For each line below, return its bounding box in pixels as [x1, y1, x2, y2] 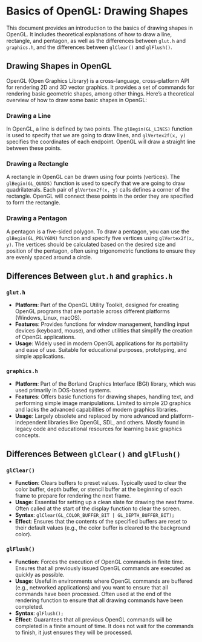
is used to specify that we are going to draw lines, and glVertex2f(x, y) [6, 132, 186, 139]
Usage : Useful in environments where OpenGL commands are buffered [15, 577, 193, 585]
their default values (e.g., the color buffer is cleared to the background [15, 524, 191, 531]
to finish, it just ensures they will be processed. [15, 629, 133, 636]
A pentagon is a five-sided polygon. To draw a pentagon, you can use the [6, 228, 189, 235]
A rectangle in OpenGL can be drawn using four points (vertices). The [6, 173, 180, 181]
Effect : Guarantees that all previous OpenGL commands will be [15, 615, 172, 623]
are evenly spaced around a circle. [6, 253, 93, 261]
